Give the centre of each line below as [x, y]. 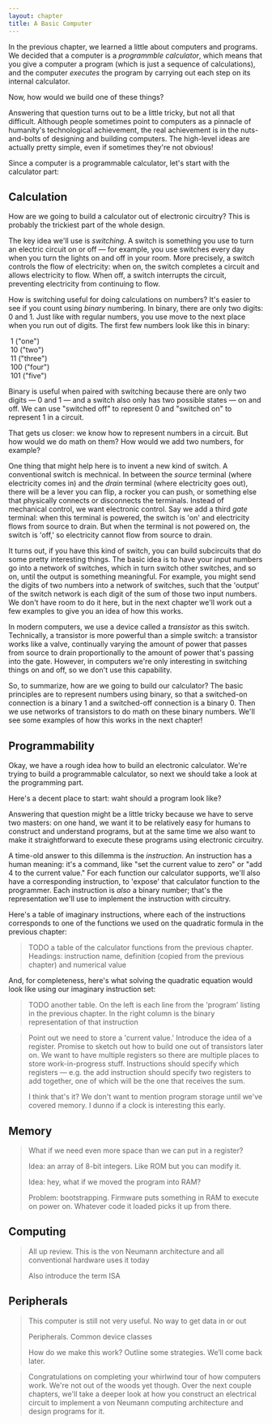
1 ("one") [25, 341]
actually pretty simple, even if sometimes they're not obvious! [111, 147]
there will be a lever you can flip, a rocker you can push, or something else [133, 492]
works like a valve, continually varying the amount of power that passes [128, 644]
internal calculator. [39, 81]
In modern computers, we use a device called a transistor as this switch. [129, 627]
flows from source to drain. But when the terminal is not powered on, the [130, 526]
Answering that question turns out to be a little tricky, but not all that [122, 112]
